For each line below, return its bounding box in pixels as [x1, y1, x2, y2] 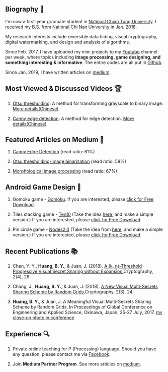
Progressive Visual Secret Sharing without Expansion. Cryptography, [12, 268, 153, 275]
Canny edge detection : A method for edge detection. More [12, 115, 134, 121]
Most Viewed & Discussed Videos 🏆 [5, 84, 122, 93]
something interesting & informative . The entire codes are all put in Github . [5, 59, 162, 66]
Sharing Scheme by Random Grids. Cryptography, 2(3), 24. [12, 289, 134, 295]
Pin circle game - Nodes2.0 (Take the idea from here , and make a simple [12, 226, 163, 232]
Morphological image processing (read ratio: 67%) [12, 168, 117, 174]
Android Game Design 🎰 [5, 182, 81, 192]
